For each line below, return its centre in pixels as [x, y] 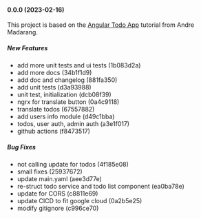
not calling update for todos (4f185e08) [73, 165]
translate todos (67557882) [56, 109]
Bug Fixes [22, 147]
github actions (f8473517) [54, 132]
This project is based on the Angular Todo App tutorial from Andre [101, 25]
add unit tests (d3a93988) [54, 87]
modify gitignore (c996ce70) [58, 208]
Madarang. [22, 32]
